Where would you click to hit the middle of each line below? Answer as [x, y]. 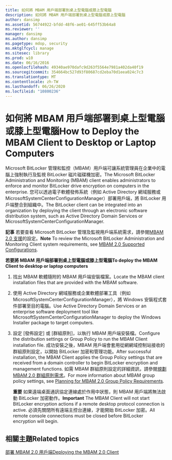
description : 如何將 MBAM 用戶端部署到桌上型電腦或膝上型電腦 [65, 15]
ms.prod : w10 [19, 58]
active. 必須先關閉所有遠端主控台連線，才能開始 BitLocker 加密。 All [84, 410]
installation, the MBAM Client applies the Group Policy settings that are [88, 357]
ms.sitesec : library [27, 53]
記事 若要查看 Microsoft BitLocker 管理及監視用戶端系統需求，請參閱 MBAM [84, 232]
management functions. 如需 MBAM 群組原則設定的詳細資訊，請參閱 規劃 [90, 369]
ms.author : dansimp [26, 39]
